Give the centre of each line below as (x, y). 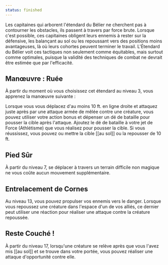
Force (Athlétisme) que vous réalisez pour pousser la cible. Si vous (75, 128)
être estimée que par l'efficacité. (39, 62)
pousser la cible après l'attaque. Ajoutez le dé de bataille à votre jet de (79, 123)
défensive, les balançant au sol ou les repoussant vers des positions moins (84, 41)
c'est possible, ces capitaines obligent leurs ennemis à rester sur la (76, 35)
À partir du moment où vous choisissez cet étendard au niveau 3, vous (79, 91)
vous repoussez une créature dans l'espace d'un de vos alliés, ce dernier (82, 207)
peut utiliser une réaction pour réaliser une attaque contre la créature (78, 212)
